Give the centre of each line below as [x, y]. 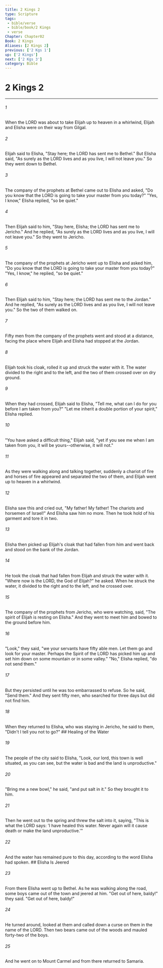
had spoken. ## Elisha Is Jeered [37, 862]
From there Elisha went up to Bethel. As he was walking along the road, [76, 888]
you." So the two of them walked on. [41, 310]
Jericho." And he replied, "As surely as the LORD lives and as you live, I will [80, 231]
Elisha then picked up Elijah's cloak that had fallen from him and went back [80, 544]
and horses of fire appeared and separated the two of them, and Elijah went [81, 476]
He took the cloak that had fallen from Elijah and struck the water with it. [77, 575]
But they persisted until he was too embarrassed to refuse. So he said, [75, 690]
